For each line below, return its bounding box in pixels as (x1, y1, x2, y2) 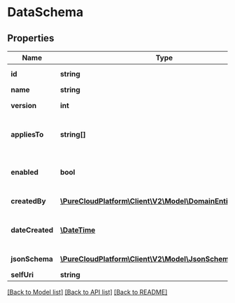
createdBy (10, 196, 47, 206)
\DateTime (59, 225, 96, 235)
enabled (10, 168, 38, 177)
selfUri (10, 270, 34, 279)
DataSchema (7, 4, 84, 20)
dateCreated (10, 225, 54, 235)
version (10, 101, 37, 110)
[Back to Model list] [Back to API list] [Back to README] (7, 288, 168, 296)
